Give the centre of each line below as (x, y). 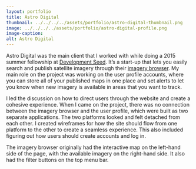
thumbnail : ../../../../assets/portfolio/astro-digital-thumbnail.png (94, 22)
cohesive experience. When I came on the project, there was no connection (98, 105)
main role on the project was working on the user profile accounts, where (95, 74)
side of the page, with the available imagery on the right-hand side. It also (96, 153)
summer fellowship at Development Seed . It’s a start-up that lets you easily (97, 62)
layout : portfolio (29, 11)
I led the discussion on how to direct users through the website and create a (98, 98)
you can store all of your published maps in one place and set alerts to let (95, 81)
